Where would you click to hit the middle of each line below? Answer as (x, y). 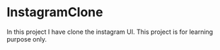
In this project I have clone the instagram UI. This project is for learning (110, 32)
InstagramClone (55, 12)
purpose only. (27, 39)
